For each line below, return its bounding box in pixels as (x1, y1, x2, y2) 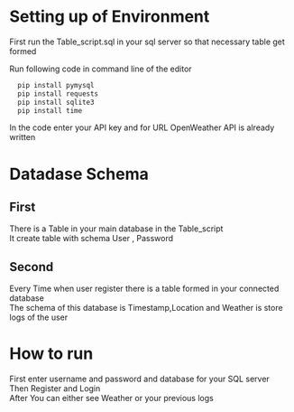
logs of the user (9, 312, 69, 323)
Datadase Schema (9, 164, 149, 184)
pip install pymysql (17, 80, 95, 89)
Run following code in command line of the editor (9, 63, 192, 74)
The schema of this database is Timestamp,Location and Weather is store (9, 303, 283, 314)
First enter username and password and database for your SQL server (9, 373, 271, 385)
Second (9, 259, 54, 275)
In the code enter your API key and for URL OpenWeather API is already (9, 122, 275, 133)
